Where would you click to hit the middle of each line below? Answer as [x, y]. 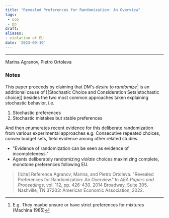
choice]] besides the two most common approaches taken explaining [77, 97]
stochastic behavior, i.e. [30, 103]
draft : [12, 29]
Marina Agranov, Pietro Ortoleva [38, 62]
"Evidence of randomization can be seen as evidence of [71, 148]
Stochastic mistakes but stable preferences [57, 118]
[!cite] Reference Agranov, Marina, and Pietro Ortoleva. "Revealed [86, 174]
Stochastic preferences [37, 113]
